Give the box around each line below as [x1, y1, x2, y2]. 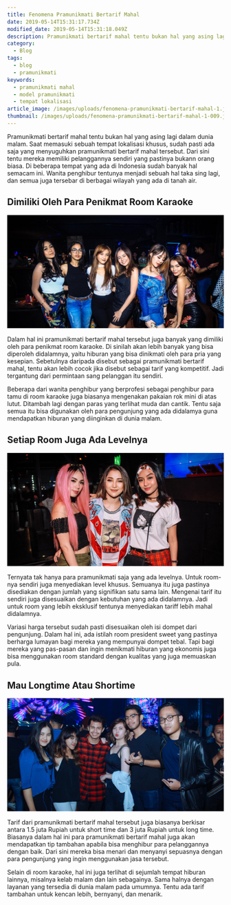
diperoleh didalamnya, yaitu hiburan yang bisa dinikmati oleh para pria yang [7, 350, 221, 358]
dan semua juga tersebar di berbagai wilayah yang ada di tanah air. [7, 176, 197, 184]
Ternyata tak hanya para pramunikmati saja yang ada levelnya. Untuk [7, 573, 203, 582]
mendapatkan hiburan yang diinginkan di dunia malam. [7, 414, 162, 423]
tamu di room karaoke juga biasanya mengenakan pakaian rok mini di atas [7, 392, 217, 401]
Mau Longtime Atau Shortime [7, 679, 135, 691]
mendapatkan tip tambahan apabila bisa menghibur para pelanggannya [7, 840, 209, 849]
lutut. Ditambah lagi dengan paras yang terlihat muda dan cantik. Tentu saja [7, 400, 221, 407]
